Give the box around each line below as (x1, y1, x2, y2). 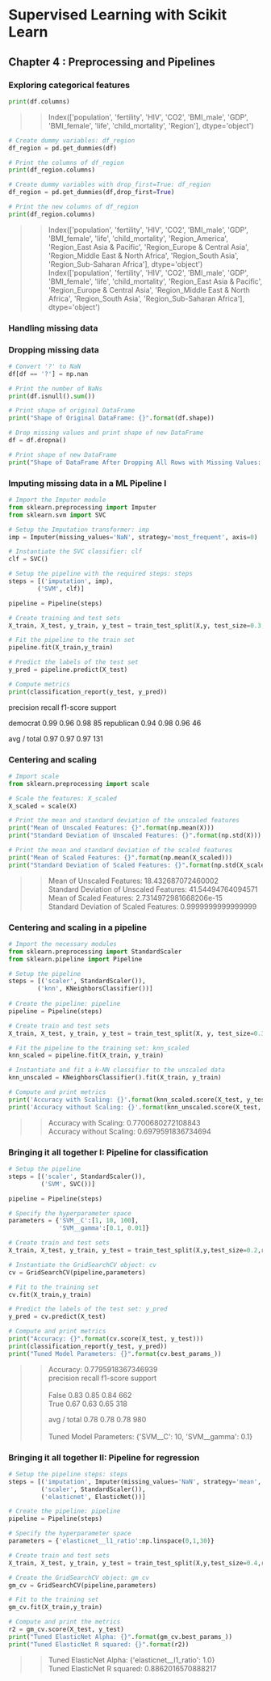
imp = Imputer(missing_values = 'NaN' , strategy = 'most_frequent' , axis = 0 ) (8, 533, 258, 541)
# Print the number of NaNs (8, 384, 103, 393)
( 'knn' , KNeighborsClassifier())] (37, 985, 153, 993)
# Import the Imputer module (8, 496, 106, 505)
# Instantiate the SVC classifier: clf (8, 547, 143, 555)
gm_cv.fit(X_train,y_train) (8, 1603, 103, 1611)
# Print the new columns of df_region (8, 203, 139, 211)
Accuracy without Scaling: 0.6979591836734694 (48, 1126, 211, 1136)
